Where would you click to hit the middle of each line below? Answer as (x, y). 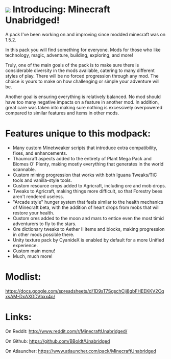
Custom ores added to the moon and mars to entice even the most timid (88, 218)
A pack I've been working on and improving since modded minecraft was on (86, 34)
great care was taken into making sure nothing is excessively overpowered (84, 107)
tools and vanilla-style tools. (42, 180)
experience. (25, 245)
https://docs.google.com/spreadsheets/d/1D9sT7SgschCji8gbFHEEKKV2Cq (85, 291)
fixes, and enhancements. (40, 153)
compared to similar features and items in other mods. (62, 113)
